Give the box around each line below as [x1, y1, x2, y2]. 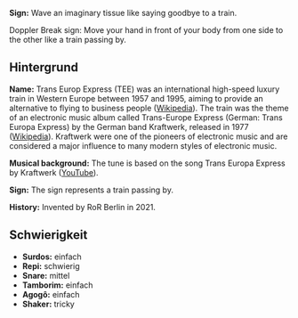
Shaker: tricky [21, 298, 76, 309]
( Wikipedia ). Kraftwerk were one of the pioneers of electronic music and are [9, 131, 288, 142]
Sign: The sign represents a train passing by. [9, 184, 173, 195]
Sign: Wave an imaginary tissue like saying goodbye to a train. [9, 8, 238, 18]
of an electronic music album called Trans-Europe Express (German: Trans [9, 111, 283, 123]
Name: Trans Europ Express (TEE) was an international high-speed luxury [9, 84, 280, 94]
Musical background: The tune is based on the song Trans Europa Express [9, 158, 286, 168]
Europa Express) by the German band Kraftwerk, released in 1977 [9, 121, 249, 132]
